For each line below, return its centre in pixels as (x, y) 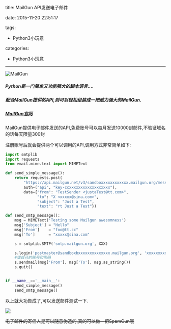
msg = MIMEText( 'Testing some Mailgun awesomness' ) (70, 220)
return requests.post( (38, 178)
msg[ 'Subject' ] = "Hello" (42, 225)
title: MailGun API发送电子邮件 (37, 7)
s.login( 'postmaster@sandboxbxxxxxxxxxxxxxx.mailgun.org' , (78, 253)
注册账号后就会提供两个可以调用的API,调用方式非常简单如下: (68, 145)
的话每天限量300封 (25, 134)
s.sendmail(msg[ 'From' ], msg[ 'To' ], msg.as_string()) (73, 262)
